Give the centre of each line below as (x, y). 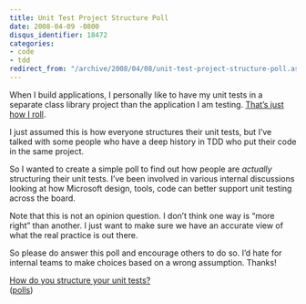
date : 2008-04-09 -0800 (55, 26)
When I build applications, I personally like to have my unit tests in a (136, 94)
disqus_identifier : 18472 (58, 35)
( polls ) (21, 289)
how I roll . (28, 114)
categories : (32, 43)
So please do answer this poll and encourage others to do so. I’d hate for (146, 253)
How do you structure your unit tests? (80, 280)
